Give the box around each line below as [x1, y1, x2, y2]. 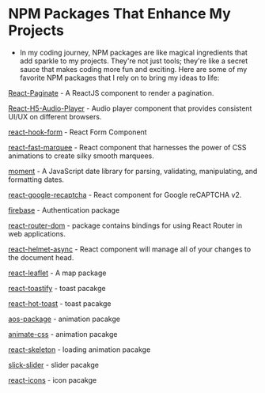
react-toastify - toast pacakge [8, 283, 106, 293]
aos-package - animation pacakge [8, 314, 121, 323]
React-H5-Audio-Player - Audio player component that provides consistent [8, 104, 252, 113]
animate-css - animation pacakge [8, 329, 118, 338]
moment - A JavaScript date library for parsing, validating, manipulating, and [8, 166, 258, 176]
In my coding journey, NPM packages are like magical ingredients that [19, 47, 248, 57]
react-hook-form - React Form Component [8, 127, 148, 137]
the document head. [8, 252, 74, 262]
